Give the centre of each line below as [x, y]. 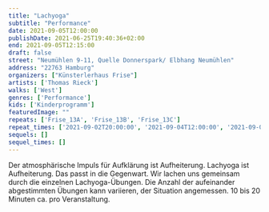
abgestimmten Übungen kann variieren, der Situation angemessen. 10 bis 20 [134, 190]
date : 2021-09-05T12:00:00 [53, 30]
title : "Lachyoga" [39, 16]
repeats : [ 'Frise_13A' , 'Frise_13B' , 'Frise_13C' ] [94, 120]
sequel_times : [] [37, 142]
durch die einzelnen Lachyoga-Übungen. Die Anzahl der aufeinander [122, 182]
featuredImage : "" [39, 113]
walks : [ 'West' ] [35, 90]
